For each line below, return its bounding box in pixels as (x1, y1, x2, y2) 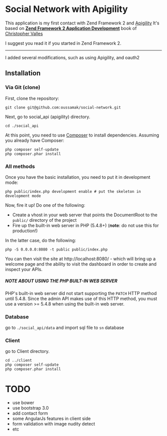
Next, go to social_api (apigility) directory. (5, 114, 90, 120)
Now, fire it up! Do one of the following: (5, 202, 85, 208)
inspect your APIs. (5, 266, 43, 272)
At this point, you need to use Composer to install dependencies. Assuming (5, 132, 160, 138)
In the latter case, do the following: (5, 237, 76, 243)
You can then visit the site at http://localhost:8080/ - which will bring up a (5, 256, 156, 262)
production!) (12, 228, 38, 234)
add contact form (12, 410, 48, 417)
